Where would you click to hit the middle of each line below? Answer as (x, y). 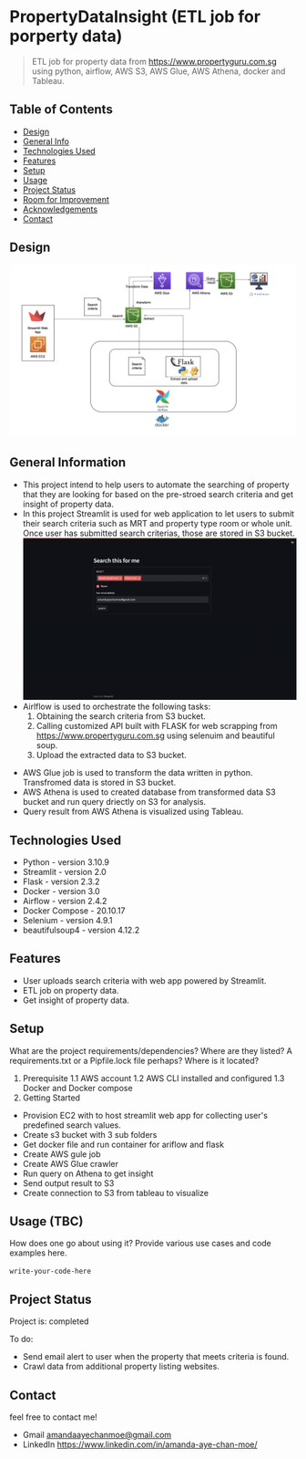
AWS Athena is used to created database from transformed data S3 (149, 792)
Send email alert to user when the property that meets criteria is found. (156, 1357)
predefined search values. (71, 1125)
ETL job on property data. (71, 990)
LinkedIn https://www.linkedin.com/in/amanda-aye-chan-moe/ (140, 1444)
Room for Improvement (66, 199)
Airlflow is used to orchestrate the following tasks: (117, 707)
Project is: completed (49, 1321)
